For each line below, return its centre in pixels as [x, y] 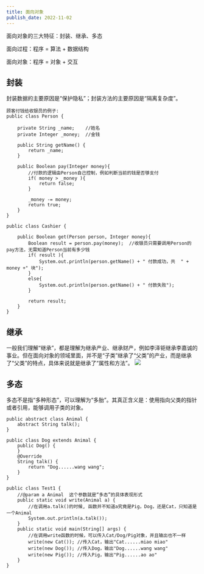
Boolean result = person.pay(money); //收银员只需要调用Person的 [110, 243]
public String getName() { [51, 145]
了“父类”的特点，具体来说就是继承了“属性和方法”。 [70, 363]
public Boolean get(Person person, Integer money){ [84, 237]
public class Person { [35, 116]
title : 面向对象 [25, 12]
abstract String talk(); [49, 424]
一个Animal [19, 513]
